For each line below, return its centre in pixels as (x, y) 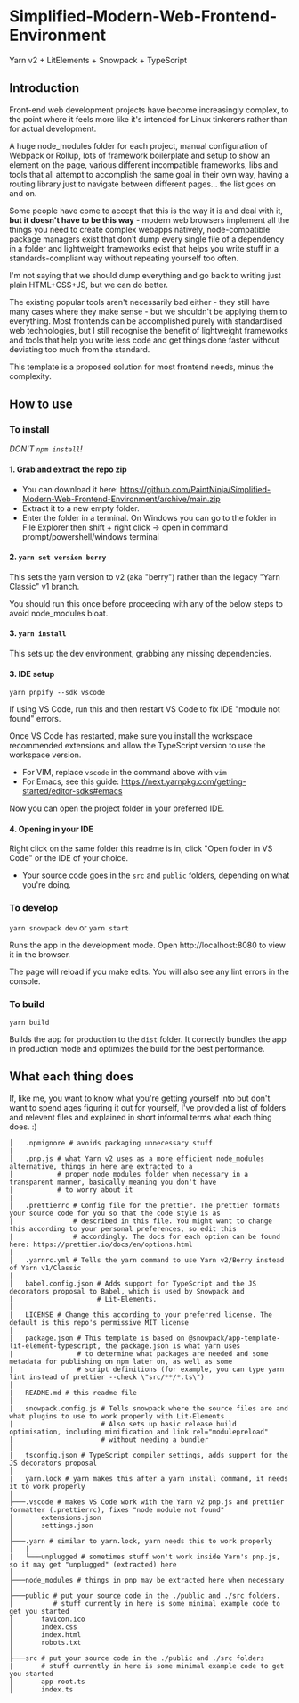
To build (27, 1004)
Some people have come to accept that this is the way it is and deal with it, (146, 211)
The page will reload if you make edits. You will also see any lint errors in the (149, 971)
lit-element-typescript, (55, 1346)
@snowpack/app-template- (234, 1338)
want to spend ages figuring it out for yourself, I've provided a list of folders (148, 1107)
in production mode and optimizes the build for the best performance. (137, 1049)
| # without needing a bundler (109, 1439)
